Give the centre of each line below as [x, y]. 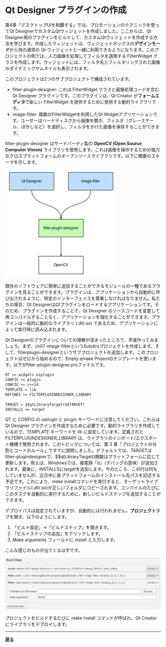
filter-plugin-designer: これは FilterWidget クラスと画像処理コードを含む [86, 89]
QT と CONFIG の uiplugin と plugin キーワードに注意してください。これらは [83, 419]
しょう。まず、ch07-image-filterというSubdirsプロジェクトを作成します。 [80, 346]
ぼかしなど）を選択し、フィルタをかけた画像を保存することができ [88, 127]
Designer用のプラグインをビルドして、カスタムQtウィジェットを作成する [79, 37]
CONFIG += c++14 [22, 385]
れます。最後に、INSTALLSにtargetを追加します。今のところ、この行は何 [79, 469]
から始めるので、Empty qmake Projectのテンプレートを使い [91, 359]
